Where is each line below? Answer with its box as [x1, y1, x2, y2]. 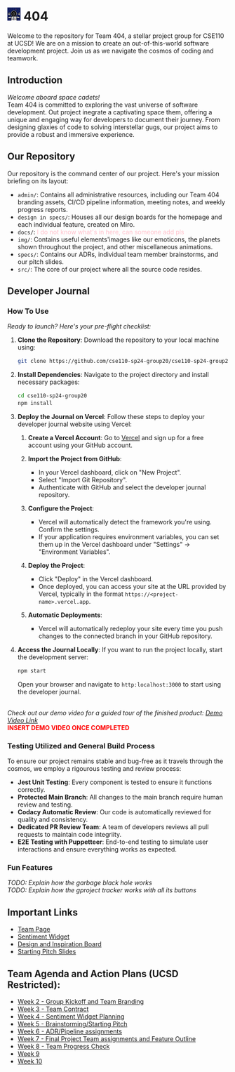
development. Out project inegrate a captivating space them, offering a [7, 107, 213, 116]
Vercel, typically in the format [38, 590, 124, 598]
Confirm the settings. [38, 525, 100, 534]
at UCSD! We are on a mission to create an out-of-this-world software [7, 39, 209, 47]
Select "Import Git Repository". [38, 475, 128, 484]
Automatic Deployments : [27, 611, 103, 619]
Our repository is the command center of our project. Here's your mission [7, 169, 220, 178]
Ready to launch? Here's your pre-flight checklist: [7, 322, 152, 331]
